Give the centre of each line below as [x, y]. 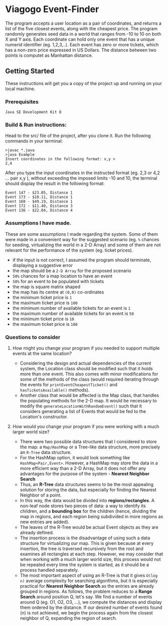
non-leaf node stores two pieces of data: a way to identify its [83, 506]
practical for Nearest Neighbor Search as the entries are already [87, 586]
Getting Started [30, 71]
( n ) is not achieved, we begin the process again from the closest [86, 612]
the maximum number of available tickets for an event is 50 [73, 313]
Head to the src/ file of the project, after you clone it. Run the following [78, 136]
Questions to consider [33, 337]
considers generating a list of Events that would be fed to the [83, 411]
